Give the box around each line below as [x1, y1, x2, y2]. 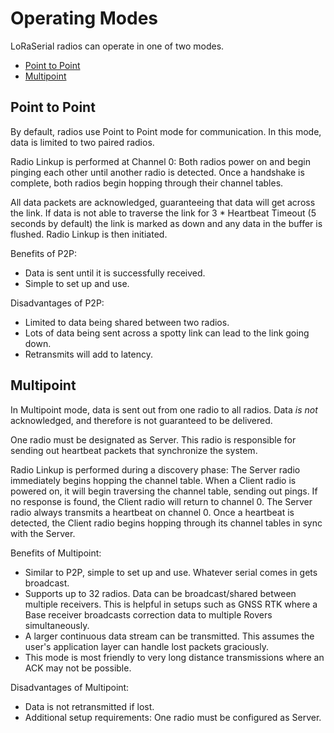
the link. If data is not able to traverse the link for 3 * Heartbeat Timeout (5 [10, 207, 317, 219]
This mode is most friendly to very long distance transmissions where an [24, 651, 325, 663]
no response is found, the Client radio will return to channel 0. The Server [10, 495, 313, 507]
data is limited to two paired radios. [10, 136, 155, 148]
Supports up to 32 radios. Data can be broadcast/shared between [24, 587, 297, 599]
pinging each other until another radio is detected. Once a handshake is [10, 166, 305, 178]
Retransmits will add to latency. [24, 348, 153, 360]
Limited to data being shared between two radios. [24, 316, 230, 328]
